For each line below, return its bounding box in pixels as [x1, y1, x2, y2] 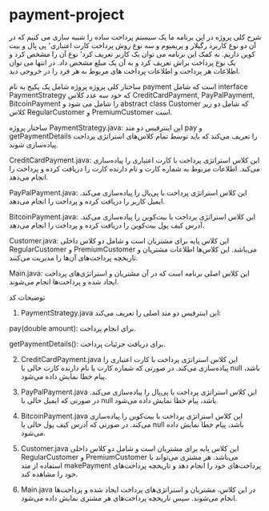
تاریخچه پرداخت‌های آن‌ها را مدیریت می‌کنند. [9, 252, 139, 262]
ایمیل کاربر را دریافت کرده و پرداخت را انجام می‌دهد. [9, 196, 166, 206]
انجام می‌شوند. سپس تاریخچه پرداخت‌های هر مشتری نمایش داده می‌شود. [20, 493, 238, 502]
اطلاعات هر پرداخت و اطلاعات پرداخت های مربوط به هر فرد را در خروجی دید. [9, 66, 241, 75]
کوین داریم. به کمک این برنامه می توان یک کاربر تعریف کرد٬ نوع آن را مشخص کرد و [9, 49, 255, 58]
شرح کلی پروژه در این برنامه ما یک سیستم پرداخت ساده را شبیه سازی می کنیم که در [9, 32, 262, 42]
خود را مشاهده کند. [20, 469, 78, 478]
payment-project [9, 6, 125, 24]
